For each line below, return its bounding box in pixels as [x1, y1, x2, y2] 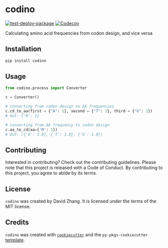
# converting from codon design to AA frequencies [5, 104, 114, 109]
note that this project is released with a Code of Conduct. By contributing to [5, 164, 163, 171]
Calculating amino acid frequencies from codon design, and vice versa [5, 30, 153, 36]
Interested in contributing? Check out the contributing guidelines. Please [5, 159, 156, 166]
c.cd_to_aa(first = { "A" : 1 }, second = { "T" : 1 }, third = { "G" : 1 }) [5, 109, 153, 114]
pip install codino [5, 58, 47, 63]
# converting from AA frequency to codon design [5, 122, 110, 128]
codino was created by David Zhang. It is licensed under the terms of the [5, 198, 157, 204]
